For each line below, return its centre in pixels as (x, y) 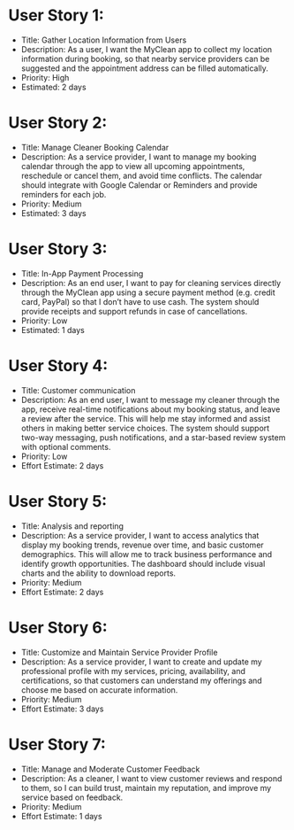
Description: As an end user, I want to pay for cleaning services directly (151, 283)
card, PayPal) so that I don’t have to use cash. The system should (140, 301)
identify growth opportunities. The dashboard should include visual (143, 563)
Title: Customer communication (78, 390)
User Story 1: (57, 16)
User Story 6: (58, 628)
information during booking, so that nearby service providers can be (145, 58)
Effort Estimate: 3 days (62, 709)
